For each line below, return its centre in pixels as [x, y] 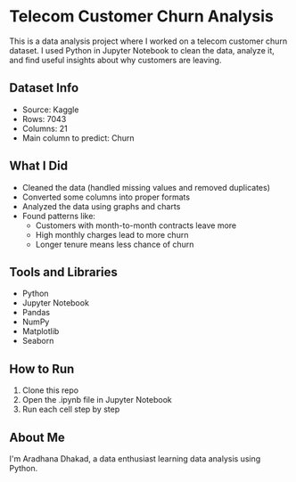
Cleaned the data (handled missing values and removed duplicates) [146, 187]
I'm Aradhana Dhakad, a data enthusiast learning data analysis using [135, 459]
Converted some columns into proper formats [106, 197]
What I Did [39, 166]
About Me [37, 437]
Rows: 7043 [44, 118]
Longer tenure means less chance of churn [115, 244]
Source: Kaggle [50, 110]
